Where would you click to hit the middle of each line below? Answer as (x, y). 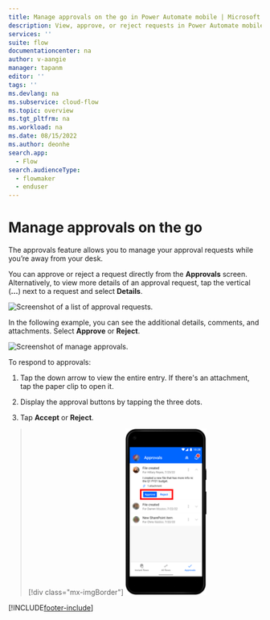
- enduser (32, 187)
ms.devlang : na (34, 93)
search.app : (28, 153)
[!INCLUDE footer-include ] (51, 608)
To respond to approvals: (50, 362)
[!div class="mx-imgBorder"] (76, 593)
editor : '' (27, 76)
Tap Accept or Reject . (57, 418)
